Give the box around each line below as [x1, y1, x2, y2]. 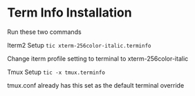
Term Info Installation [7, 5, 133, 21]
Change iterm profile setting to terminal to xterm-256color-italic [7, 54, 189, 63]
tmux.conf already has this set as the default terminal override [7, 81, 185, 89]
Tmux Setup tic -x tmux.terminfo [7, 68, 106, 76]
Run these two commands [7, 28, 82, 36]
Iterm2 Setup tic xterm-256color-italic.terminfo [7, 41, 151, 49]
